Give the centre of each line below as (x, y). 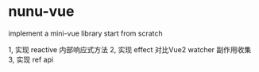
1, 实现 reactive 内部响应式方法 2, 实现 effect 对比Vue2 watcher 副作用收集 (130, 49)
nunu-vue (41, 11)
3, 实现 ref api (31, 59)
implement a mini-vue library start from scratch (85, 33)
